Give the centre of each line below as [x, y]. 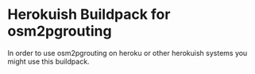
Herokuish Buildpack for [89, 15]
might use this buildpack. [48, 61]
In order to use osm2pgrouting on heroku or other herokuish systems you [127, 53]
